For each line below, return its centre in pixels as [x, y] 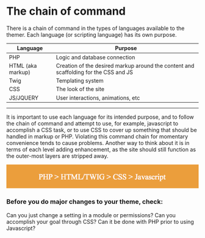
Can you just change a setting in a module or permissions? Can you [91, 215]
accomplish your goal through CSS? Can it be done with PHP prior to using [100, 221]
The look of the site [80, 89]
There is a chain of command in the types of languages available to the [95, 28]
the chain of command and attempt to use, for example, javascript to [92, 124]
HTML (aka [23, 65]
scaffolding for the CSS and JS [94, 72]
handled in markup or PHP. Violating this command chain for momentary [97, 136]
